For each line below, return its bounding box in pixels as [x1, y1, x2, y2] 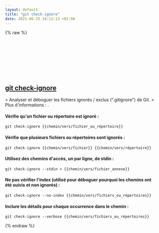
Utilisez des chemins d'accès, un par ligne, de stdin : [5, 155, 114, 162]
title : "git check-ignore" [5, 12, 60, 17]
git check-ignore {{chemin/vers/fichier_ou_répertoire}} [5, 124, 123, 129]
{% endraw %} [5, 223, 35, 229]
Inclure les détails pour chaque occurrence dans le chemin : [5, 203, 129, 209]
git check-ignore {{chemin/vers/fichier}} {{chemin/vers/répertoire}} [5, 145, 152, 150]
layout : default [5, 7, 38, 12]
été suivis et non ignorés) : [5, 182, 60, 188]
